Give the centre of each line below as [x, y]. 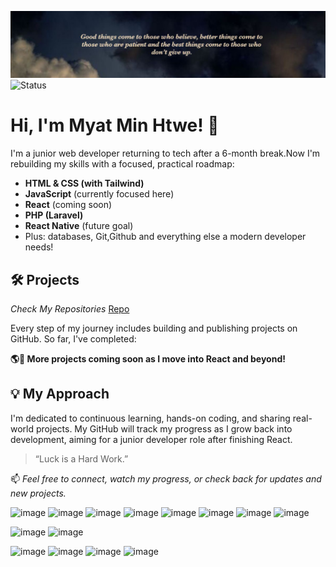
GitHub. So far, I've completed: [73, 339]
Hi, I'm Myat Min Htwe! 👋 [115, 125]
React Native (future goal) [79, 226]
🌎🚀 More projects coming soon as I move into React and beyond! [148, 359]
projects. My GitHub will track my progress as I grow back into [164, 428]
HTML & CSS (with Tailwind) [84, 183]
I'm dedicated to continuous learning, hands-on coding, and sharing [150, 418]
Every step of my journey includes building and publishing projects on [154, 328]
